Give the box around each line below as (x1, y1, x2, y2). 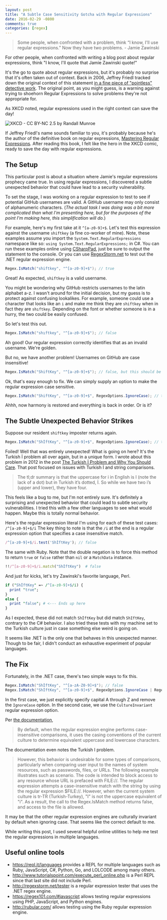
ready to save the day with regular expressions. (5, 146, 102, 152)
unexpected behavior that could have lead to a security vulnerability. (5, 184, 146, 190)
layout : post (5, 7, 32, 12)
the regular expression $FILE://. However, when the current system (17, 788, 155, 794)
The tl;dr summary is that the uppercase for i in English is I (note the (17, 474, 157, 480)
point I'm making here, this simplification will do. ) (5, 215, 106, 221)
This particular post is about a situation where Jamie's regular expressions (5, 173, 158, 179)
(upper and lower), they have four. (17, 485, 87, 491)
